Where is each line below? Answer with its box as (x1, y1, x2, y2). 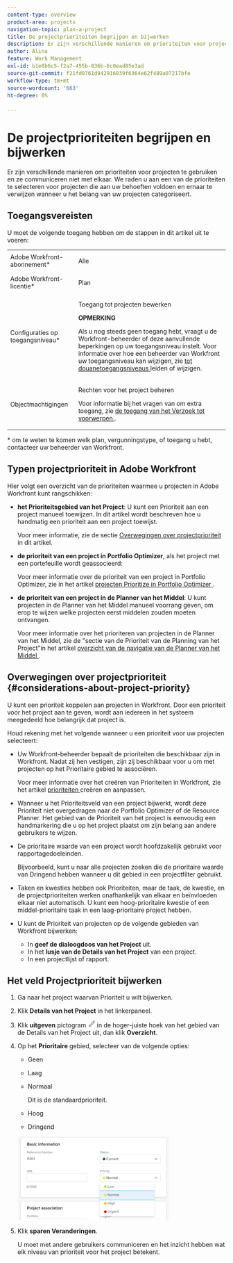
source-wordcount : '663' (7, 84, 79, 92)
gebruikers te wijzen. (17, 828, 78, 837)
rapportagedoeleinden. (17, 849, 83, 858)
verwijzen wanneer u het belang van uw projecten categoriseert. (7, 190, 192, 198)
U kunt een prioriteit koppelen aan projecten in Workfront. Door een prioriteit (7, 701, 226, 709)
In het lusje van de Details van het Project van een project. (27, 947, 197, 956)
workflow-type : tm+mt (7, 77, 70, 84)
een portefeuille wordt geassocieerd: (17, 559, 123, 567)
